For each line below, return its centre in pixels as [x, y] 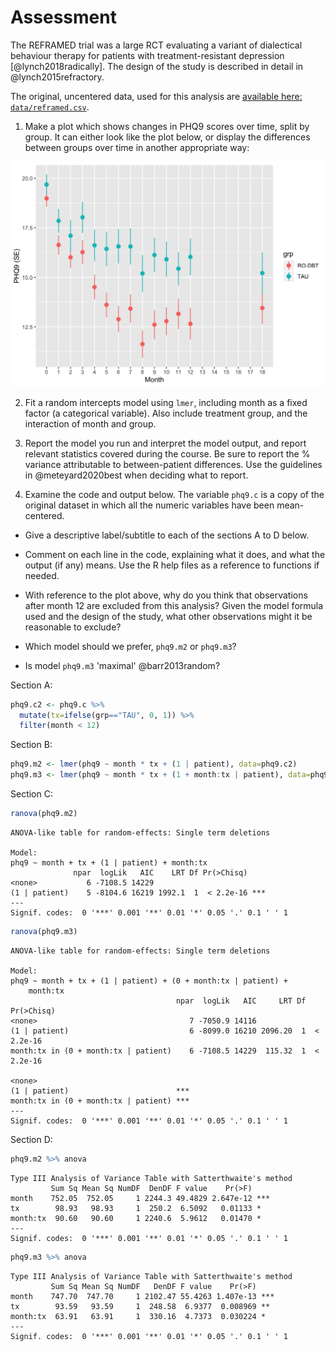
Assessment [63, 17]
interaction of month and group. [90, 423]
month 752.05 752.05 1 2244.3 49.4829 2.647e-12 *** [140, 1198]
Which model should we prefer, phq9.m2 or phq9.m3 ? [130, 646]
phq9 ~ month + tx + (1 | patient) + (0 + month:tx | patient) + [149, 981]
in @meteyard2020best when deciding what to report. [136, 475]
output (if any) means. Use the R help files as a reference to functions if [172, 565]
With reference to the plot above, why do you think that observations [166, 595]
